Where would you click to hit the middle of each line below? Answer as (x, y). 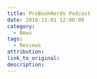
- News (23, 33)
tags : (15, 39)
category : (21, 26)
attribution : (26, 52)
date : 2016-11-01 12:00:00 (46, 20)
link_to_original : (33, 58)
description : (26, 65)
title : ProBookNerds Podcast (49, 13)
